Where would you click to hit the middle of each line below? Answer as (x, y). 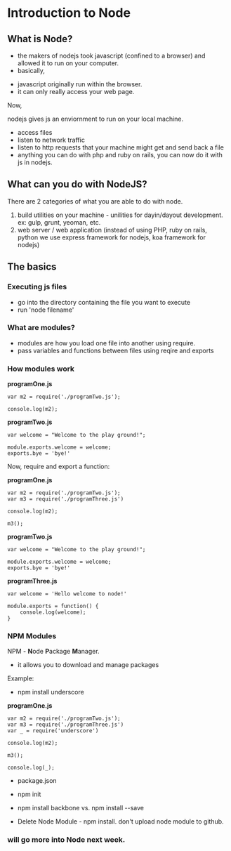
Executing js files (37, 287)
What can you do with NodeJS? (77, 184)
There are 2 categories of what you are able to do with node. (95, 201)
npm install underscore (51, 692)
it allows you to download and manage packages (88, 665)
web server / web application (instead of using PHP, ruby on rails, (112, 230)
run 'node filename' (46, 310)
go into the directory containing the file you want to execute (104, 302)
